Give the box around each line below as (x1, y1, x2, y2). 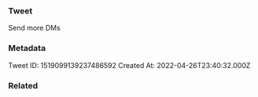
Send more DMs (8, 23, 61, 33)
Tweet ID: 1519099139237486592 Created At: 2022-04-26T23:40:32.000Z (8, 60, 251, 70)
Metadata (8, 43, 46, 54)
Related (8, 80, 39, 91)
